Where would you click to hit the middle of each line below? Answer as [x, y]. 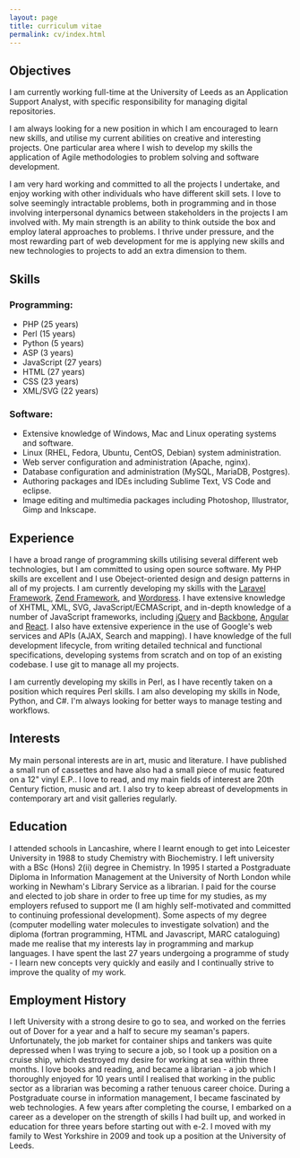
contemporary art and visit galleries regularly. [93, 798]
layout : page [34, 17]
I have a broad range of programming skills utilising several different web [144, 559]
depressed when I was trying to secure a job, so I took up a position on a [143, 1050]
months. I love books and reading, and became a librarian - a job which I [142, 1069]
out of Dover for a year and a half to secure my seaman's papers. [130, 1032]
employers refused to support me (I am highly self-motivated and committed [150, 905]
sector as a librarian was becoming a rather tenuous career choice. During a [150, 1088]
